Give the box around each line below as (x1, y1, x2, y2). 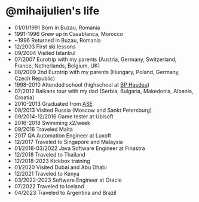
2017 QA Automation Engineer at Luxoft (14, 131, 112, 139)
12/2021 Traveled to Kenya (14, 170, 80, 177)
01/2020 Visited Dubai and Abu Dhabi (14, 163, 107, 171)
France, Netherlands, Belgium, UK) (14, 62, 100, 69)
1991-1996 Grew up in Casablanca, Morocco (14, 30, 124, 37)
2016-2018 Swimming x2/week (14, 119, 91, 126)
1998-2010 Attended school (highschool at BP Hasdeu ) (14, 81, 150, 88)
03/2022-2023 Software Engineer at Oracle (14, 176, 122, 183)
